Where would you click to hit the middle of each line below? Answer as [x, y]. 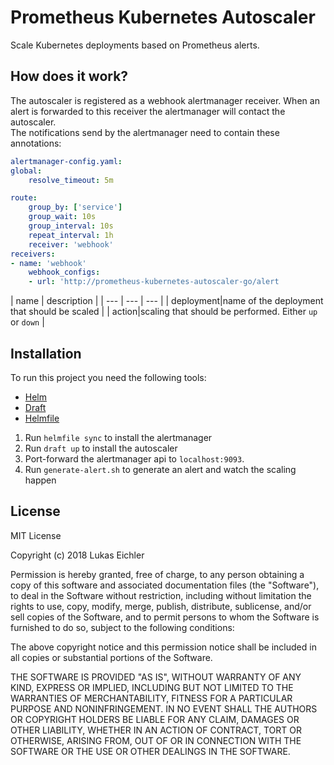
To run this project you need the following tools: [108, 377]
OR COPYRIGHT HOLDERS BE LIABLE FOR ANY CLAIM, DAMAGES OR [155, 719]
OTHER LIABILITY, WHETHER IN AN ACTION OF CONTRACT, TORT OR [156, 730]
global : [26, 171]
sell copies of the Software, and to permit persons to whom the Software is [165, 617]
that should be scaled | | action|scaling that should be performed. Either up [164, 312]
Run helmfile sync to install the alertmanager [118, 437]
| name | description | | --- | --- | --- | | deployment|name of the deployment [167, 301]
